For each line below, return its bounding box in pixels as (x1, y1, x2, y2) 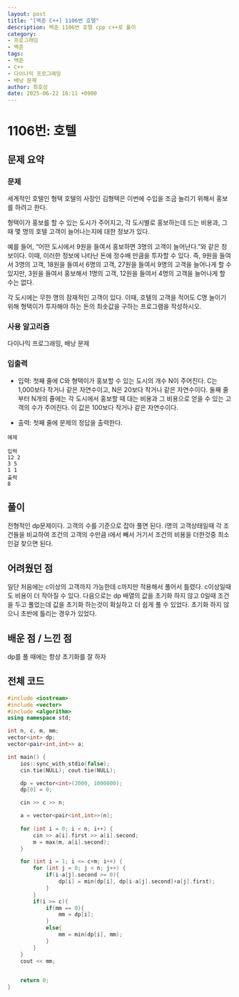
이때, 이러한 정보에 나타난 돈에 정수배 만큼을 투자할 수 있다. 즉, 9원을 (28, 251, 218, 260)
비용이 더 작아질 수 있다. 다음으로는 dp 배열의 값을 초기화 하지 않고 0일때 (14, 591, 216, 600)
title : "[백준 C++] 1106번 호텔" (7, 17, 100, 24)
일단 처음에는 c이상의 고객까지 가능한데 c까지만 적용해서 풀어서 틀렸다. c (7, 583, 208, 591)
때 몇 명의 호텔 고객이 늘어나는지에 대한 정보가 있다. (7, 227, 150, 235)
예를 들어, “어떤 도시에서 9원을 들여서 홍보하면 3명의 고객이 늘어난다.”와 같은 (7, 242, 220, 250)
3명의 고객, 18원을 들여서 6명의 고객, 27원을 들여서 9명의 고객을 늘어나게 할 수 (14, 260, 232, 268)
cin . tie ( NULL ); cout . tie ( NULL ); (20, 767, 116, 774)
